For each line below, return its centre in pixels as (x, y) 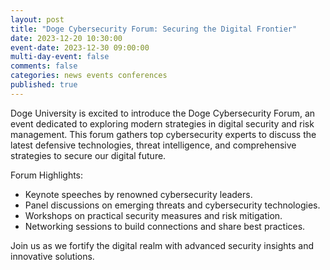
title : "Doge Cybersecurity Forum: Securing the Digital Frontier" (154, 29)
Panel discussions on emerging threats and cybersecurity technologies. (172, 205)
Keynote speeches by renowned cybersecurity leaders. (138, 194)
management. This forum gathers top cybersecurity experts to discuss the (163, 134)
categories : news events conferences (89, 76)
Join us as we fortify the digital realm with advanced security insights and (162, 245)
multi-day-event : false (60, 57)
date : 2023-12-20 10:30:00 (66, 38)
